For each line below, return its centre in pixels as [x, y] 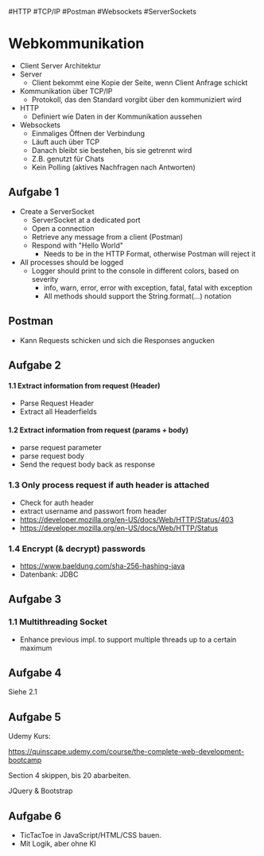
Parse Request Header [56, 403]
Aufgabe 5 [35, 717]
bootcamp [25, 760]
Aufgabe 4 [35, 673]
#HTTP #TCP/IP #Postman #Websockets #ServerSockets [103, 12]
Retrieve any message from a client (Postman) [107, 236]
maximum [36, 647]
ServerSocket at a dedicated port [86, 220]
